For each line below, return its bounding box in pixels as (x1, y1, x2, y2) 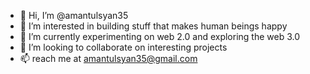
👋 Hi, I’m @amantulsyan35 (19, 10, 129, 21)
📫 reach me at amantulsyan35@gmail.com (19, 53, 198, 64)
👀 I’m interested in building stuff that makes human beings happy (19, 20, 288, 32)
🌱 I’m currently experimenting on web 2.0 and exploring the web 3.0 (19, 31, 301, 42)
